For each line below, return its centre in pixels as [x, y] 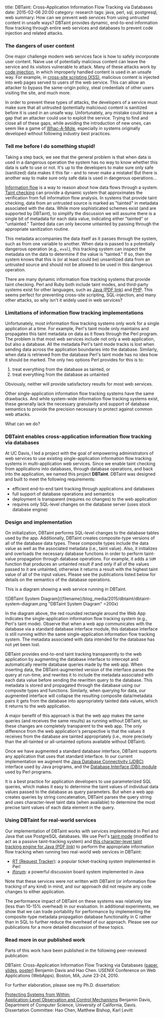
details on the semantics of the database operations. [58, 580]
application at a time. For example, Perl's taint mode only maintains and [77, 328]
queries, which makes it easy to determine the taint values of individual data [82, 787]
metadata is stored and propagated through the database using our [73, 685]
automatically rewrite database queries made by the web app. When [74, 665]
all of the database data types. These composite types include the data [77, 543]
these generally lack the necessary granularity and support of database [77, 404]
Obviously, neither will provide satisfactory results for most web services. [79, 384]
